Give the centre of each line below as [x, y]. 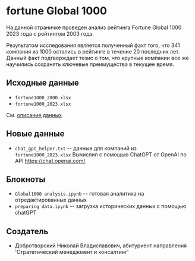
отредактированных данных [51, 200]
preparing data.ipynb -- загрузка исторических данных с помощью [100, 206]
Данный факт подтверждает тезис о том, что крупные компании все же [97, 58]
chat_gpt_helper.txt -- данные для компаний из [76, 148]
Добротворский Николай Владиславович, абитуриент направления [101, 246]
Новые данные [35, 134]
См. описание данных [34, 115]
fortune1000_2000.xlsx [43, 98]
